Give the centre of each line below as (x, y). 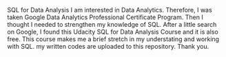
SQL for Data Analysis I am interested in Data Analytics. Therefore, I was (110, 10)
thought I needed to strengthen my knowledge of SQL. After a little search (112, 24)
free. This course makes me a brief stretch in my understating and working (113, 39)
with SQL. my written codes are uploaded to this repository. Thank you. (108, 46)
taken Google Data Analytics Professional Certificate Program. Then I (105, 17)
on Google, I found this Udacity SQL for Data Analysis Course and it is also (113, 32)
